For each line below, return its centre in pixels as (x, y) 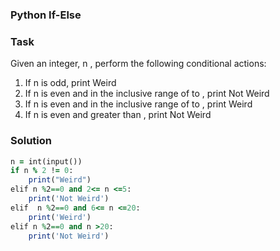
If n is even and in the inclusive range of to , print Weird (138, 104)
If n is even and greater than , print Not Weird (118, 115)
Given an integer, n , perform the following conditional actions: (138, 64)
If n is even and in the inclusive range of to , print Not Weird (147, 94)
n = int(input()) (46, 161)
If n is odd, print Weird (70, 83)
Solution (31, 141)
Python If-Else (46, 15)
